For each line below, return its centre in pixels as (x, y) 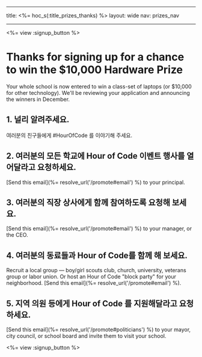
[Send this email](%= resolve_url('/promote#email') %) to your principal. (96, 182)
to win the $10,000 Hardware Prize (95, 70)
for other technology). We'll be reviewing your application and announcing (98, 93)
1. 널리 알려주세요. (38, 120)
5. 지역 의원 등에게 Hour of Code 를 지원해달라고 (92, 303)
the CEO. (17, 235)
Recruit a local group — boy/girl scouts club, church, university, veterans (96, 270)
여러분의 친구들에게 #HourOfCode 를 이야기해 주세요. (69, 135)
